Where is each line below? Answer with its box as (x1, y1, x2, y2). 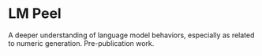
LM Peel (8, 5, 62, 23)
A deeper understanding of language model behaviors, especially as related (8, 30, 255, 40)
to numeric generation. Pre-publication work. (8, 38, 155, 47)
